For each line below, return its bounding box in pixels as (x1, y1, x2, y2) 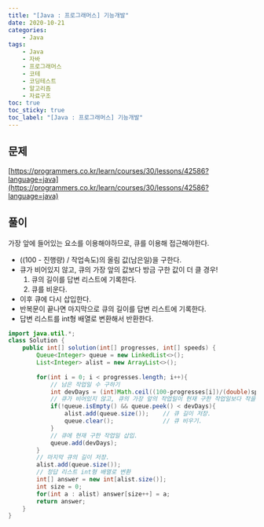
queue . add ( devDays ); (49, 439, 118, 447)
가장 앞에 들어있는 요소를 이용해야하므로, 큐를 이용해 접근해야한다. (8, 238, 210, 247)
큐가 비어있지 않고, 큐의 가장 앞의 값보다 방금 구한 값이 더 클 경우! (19, 265, 218, 274)
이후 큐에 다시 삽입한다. (19, 294, 92, 303)
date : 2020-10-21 (8, 19, 65, 27)
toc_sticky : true (8, 107, 65, 115)
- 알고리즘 (22, 84, 51, 93)
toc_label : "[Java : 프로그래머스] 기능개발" (8, 114, 144, 122)
